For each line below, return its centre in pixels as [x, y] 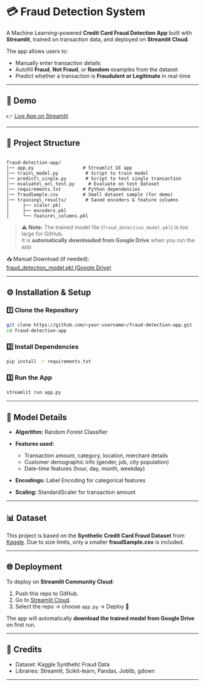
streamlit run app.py [34, 393]
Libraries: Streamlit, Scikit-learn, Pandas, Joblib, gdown [85, 671]
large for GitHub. [42, 234]
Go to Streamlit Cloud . [43, 600]
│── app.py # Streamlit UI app [69, 168]
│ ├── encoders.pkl [37, 210]
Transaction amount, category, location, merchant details [96, 456]
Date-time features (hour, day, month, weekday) [85, 469]
